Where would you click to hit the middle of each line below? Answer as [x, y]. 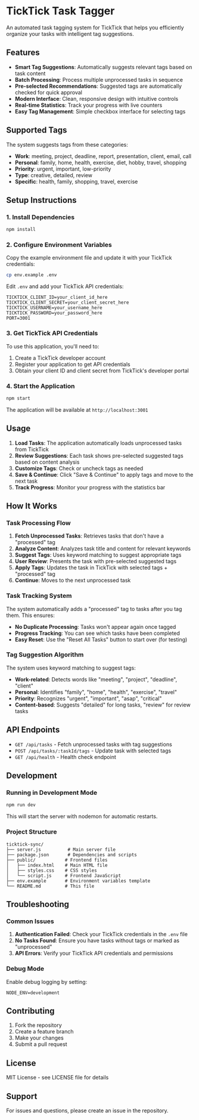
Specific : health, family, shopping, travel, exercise [76, 181]
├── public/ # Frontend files [57, 860]
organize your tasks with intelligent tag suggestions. [70, 33]
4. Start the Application [41, 386]
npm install [21, 230]
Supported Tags [37, 130]
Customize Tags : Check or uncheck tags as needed [79, 468]
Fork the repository [38, 1025]
